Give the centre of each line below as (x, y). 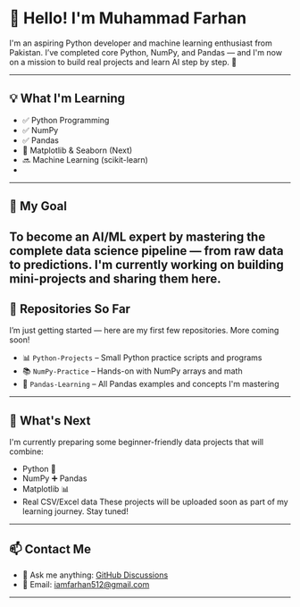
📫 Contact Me (50, 549)
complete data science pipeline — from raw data (146, 251)
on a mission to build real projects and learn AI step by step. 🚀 (123, 62)
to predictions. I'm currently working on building (146, 264)
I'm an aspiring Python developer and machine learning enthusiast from (141, 43)
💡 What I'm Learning (67, 99)
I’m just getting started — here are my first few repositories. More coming (144, 331)
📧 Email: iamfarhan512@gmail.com (86, 584)
